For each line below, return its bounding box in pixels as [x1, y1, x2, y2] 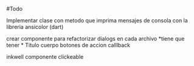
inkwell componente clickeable [6, 53, 84, 60]
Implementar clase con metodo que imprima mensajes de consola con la [6, 17, 189, 24]
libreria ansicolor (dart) [6, 24, 64, 30]
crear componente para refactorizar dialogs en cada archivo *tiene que [6, 35, 185, 42]
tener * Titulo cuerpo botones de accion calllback [6, 42, 131, 48]
